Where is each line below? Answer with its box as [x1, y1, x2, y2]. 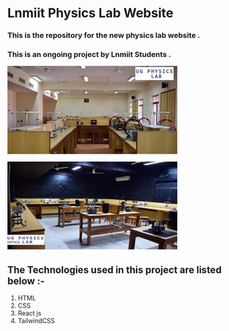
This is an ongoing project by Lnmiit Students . [7, 50, 171, 60]
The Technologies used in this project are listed [7, 263, 222, 275]
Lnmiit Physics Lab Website [7, 5, 174, 21]
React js [17, 309, 42, 317]
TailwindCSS [17, 317, 55, 325]
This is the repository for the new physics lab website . [7, 31, 201, 41]
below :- [7, 275, 45, 287]
